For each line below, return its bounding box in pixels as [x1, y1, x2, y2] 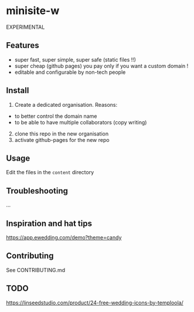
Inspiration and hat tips [6, 218, 93, 228]
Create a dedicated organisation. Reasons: [14, 101, 118, 108]
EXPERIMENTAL [6, 23, 45, 30]
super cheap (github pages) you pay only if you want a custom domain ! [14, 62, 189, 69]
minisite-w [6, 4, 60, 18]
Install [6, 86, 29, 96]
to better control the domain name [14, 113, 97, 120]
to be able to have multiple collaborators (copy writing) [14, 118, 147, 126]
